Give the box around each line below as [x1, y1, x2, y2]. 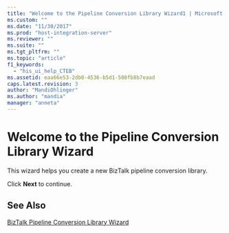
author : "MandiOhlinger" [7, 87, 78, 93]
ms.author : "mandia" [7, 93, 67, 100]
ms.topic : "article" [7, 55, 67, 62]
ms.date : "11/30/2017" [7, 23, 72, 30]
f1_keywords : [7, 61, 45, 68]
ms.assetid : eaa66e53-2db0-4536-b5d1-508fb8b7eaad [7, 74, 155, 81]
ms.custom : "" [7, 16, 48, 23]
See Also [7, 200, 46, 212]
